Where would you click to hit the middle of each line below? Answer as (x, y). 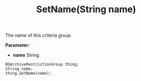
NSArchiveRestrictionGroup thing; (42, 65)
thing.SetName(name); (28, 73)
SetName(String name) (86, 9)
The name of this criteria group (38, 35)
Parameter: (17, 45)
